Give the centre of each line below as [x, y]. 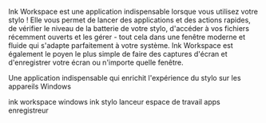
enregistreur [29, 110]
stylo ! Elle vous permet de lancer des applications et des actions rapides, [130, 20]
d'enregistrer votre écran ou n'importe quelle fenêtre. [96, 62]
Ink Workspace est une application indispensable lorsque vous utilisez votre [133, 12]
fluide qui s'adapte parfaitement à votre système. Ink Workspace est [121, 46]
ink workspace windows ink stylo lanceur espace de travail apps [115, 102]
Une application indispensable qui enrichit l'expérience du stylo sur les [125, 78]
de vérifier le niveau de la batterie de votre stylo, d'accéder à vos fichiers [129, 28]
